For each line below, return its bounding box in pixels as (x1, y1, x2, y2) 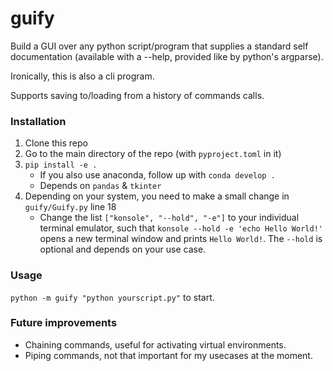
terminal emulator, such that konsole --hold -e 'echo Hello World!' (39, 222, 323, 234)
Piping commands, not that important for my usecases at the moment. (24, 349, 313, 361)
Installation (10, 114, 67, 128)
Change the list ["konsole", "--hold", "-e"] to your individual (39, 212, 300, 224)
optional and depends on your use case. (39, 243, 207, 256)
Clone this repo (24, 137, 88, 149)
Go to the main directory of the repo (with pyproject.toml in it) (24, 148, 282, 160)
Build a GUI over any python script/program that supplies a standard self (10, 40, 309, 52)
